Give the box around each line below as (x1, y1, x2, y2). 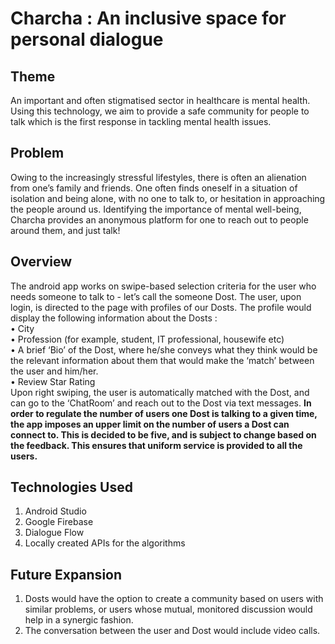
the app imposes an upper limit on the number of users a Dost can (10, 418, 290, 430)
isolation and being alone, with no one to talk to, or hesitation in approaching (10, 192, 326, 204)
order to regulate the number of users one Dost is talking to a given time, (10, 407, 318, 419)
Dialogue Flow (24, 527, 85, 539)
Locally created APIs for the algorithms (24, 537, 186, 549)
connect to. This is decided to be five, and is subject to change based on (10, 428, 317, 441)
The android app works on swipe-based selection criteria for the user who (10, 280, 317, 292)
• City (10, 322, 35, 334)
